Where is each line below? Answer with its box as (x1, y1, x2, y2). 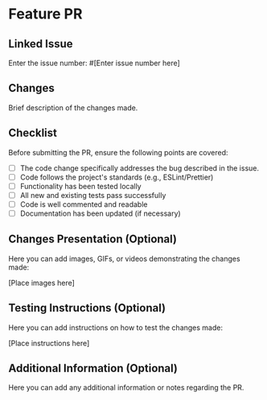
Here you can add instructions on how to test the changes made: (8, 323, 224, 332)
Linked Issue (8, 37, 74, 51)
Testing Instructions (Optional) (8, 301, 166, 315)
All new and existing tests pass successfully (19, 190, 166, 200)
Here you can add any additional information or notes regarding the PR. (8, 383, 244, 393)
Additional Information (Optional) (8, 361, 179, 375)
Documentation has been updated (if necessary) (19, 208, 181, 218)
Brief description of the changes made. (8, 102, 138, 113)
